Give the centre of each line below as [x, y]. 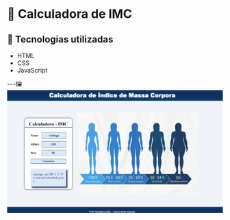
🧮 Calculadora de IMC [69, 14]
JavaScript [32, 70]
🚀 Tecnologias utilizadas [60, 39]
